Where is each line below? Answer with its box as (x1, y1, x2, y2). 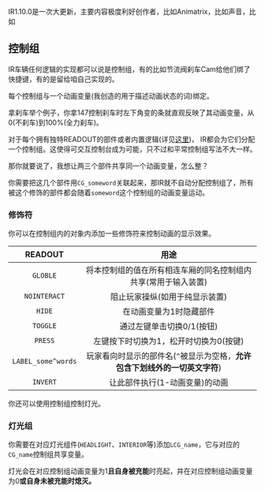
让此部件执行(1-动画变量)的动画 (109, 377, 229, 388)
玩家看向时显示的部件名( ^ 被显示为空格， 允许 (86, 350, 252, 361)
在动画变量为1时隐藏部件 (122, 306, 215, 317)
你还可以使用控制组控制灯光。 (8, 399, 105, 409)
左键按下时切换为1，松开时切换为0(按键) (93, 336, 244, 347)
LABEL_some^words (12, 357, 77, 366)
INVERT (32, 378, 58, 387)
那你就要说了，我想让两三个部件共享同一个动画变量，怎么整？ (8, 161, 209, 170)
